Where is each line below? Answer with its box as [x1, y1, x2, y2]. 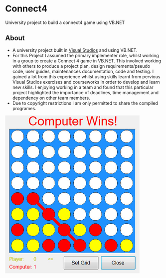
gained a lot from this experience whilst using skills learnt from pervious [12, 73, 161, 80]
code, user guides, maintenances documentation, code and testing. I [12, 68, 154, 74]
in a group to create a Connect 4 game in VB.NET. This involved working [12, 58, 162, 64]
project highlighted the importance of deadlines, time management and [12, 89, 159, 95]
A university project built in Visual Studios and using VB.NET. [12, 47, 138, 53]
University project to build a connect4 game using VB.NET [5, 19, 125, 25]
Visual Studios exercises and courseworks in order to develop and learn [12, 79, 161, 85]
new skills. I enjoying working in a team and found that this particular [12, 84, 154, 90]
